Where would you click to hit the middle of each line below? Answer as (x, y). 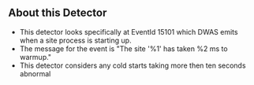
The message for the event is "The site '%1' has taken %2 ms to (123, 48)
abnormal (35, 73)
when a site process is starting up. (75, 40)
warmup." (35, 57)
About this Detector (58, 13)
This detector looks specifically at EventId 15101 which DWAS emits (129, 31)
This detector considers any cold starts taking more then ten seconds (133, 65)
